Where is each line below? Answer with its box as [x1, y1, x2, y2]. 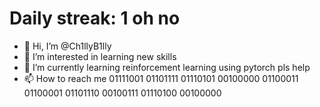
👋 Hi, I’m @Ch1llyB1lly [23, 40, 112, 52]
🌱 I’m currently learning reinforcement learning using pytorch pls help [23, 61, 311, 73]
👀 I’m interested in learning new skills [23, 50, 177, 62]
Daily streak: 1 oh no [9, 7, 181, 30]
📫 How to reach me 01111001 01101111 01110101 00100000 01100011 [23, 72, 299, 84]
